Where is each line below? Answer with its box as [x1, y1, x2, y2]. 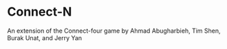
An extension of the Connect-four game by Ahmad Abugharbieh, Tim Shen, [7, 27, 221, 35]
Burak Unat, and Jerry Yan [7, 33, 83, 42]
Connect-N [7, 4, 72, 20]
